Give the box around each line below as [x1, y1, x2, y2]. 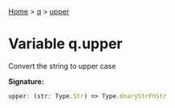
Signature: [8, 76, 44, 86]
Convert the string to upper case [8, 61, 116, 70]
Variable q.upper [8, 35, 123, 53]
